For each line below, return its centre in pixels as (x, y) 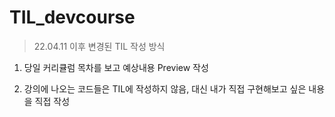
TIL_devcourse (72, 17)
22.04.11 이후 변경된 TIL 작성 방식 (99, 46)
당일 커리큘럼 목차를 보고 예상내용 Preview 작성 (116, 67)
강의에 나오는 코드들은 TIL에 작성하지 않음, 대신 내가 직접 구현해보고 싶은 (165, 88)
